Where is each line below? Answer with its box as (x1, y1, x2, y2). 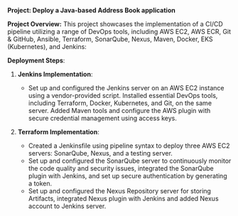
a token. (28, 179, 53, 188)
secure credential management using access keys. (28, 114, 178, 122)
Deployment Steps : (7, 56, 65, 65)
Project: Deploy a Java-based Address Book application (7, 6, 175, 14)
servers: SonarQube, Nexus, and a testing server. (28, 149, 173, 157)
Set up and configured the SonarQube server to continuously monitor (28, 156, 232, 165)
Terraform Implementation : (17, 128, 99, 136)
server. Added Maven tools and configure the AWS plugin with (28, 107, 211, 114)
